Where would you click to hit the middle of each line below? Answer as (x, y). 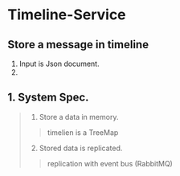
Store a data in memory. (79, 117)
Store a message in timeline (78, 45)
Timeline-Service (67, 15)
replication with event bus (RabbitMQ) (110, 163)
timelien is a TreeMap (83, 132)
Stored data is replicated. (81, 148)
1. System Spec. (48, 98)
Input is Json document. (59, 63)
